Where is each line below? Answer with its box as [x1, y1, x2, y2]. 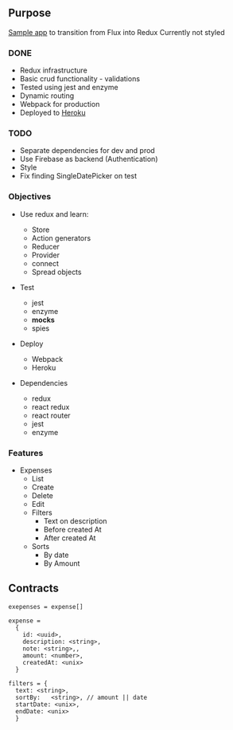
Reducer [31, 241, 60, 251]
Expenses [19, 465, 52, 475]
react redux [31, 402, 70, 411]
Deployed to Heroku [19, 108, 86, 118]
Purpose [8, 6, 52, 20]
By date [43, 550, 69, 559]
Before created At [43, 525, 102, 534]
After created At [43, 533, 96, 543]
